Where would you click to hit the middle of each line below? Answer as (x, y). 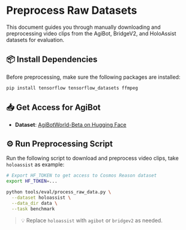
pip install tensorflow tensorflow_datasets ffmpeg (72, 88)
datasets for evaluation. (35, 40)
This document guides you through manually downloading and (83, 27)
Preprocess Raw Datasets (72, 11)
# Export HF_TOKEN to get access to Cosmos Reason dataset (82, 176)
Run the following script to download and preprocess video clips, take (92, 158)
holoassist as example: (35, 165)
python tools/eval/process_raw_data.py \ (59, 192)
